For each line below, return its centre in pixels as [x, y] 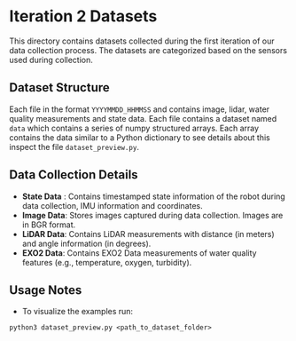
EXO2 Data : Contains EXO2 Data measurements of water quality [139, 253]
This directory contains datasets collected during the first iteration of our [142, 41]
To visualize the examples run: [78, 312]
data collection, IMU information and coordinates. [112, 205]
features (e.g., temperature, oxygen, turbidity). [107, 262]
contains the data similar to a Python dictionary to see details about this [140, 137]
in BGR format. [49, 225]
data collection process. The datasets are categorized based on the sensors [148, 50]
